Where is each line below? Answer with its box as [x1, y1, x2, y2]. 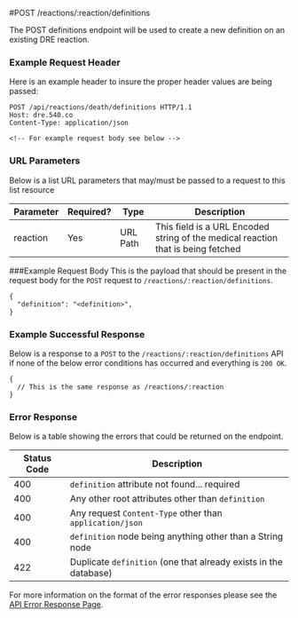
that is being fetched [154, 242, 241, 255]
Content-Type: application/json [9, 119, 129, 128]
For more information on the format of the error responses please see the [9, 590, 278, 600]
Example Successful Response [9, 328, 145, 340]
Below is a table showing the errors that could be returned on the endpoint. [9, 431, 284, 442]
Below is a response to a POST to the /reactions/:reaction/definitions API [9, 348, 284, 359]
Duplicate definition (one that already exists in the [69, 556, 284, 568]
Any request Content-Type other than [69, 507, 223, 519]
